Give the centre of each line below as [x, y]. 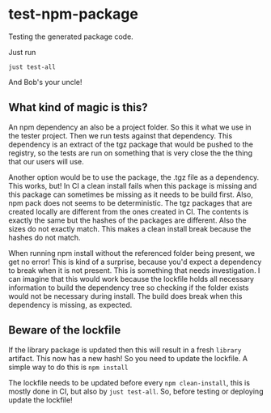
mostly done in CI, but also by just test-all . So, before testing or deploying [136, 391]
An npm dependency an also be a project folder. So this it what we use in [130, 127]
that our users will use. [46, 161]
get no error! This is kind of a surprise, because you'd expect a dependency [135, 262]
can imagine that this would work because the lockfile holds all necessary [131, 279]
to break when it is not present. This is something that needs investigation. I [134, 270]
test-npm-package [74, 14]
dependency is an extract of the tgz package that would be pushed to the [131, 144]
